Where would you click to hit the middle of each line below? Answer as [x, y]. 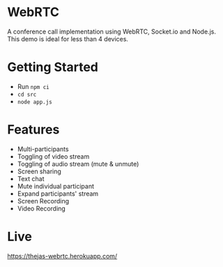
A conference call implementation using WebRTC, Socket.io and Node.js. [111, 31]
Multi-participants [43, 149]
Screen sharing [39, 171]
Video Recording [41, 208]
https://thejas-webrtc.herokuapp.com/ [62, 256]
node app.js [34, 102]
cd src [27, 94]
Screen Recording [43, 201]
